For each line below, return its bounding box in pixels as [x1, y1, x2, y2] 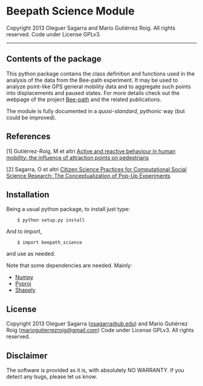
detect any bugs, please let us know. [6, 373, 98, 380]
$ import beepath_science [17, 240, 83, 246]
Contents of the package [6, 54, 101, 64]
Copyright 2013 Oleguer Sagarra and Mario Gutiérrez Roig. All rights [6, 24, 176, 31]
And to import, [6, 228, 42, 235]
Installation [6, 189, 50, 200]
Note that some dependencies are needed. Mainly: [6, 262, 132, 269]
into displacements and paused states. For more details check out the [6, 89, 180, 96]
